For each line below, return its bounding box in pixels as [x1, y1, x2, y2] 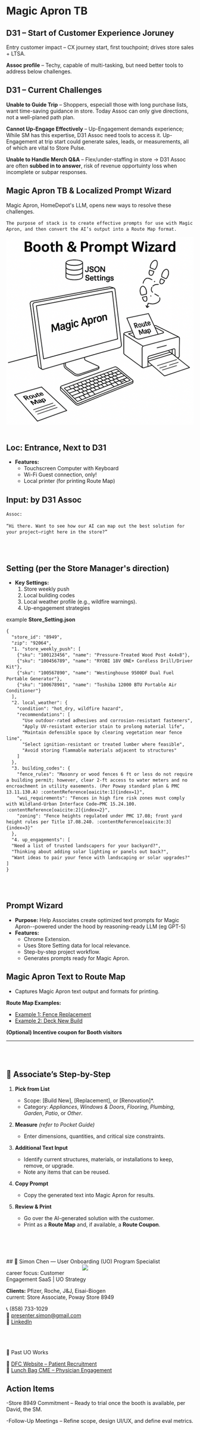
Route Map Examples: [6, 999, 61, 1006]
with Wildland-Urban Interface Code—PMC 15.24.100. [6, 801, 137, 807]
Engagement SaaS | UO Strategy [6, 1276, 86, 1283]
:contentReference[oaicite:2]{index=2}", [6, 807, 111, 813]
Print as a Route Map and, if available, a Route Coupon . [23, 1221, 161, 1228]
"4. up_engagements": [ [11, 837, 70, 843]
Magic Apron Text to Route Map [6, 972, 126, 982]
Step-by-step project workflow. [23, 948, 101, 955]
